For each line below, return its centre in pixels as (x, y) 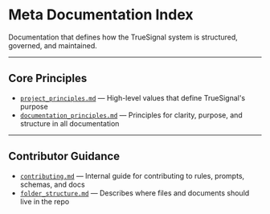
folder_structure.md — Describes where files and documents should (135, 193)
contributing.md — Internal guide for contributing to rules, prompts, (132, 175)
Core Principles (48, 78)
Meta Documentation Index (101, 15)
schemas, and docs (53, 184)
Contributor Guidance (64, 156)
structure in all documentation (70, 123)
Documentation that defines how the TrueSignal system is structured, (123, 37)
